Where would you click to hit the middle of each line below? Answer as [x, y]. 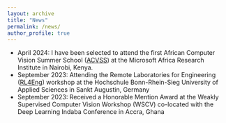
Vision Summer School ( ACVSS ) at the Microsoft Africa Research [111, 60]
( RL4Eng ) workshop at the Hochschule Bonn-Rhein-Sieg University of [118, 82]
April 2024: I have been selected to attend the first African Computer [116, 53]
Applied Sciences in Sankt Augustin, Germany [83, 90]
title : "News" [28, 20]
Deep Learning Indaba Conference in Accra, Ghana [91, 112]
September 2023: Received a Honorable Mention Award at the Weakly [118, 97]
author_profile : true [39, 33]
